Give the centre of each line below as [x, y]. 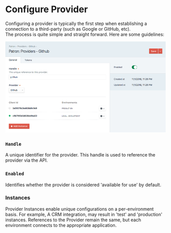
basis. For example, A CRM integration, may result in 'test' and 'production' [84, 214]
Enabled [15, 174]
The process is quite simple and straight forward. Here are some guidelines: [85, 34]
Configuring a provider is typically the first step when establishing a [76, 23]
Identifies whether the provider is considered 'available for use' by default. [83, 185]
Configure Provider [47, 9]
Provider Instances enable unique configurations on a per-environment [80, 209]
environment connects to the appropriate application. [61, 225]
